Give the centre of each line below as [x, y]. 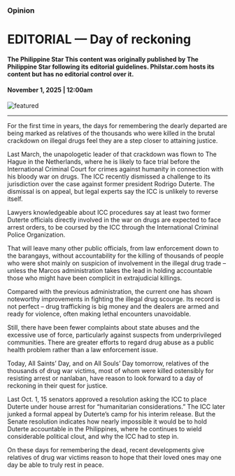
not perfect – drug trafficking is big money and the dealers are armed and [113, 306]
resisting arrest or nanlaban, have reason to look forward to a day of [105, 378]
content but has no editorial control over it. [71, 74]
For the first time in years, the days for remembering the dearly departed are [117, 125]
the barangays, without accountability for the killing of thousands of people [115, 255]
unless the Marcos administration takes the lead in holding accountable [110, 270]
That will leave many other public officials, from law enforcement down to [113, 248]
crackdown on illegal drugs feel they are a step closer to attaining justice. [113, 140]
